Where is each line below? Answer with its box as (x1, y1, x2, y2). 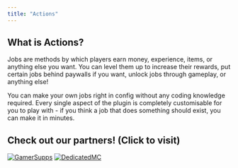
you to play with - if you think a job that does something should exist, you (7, 107, 221, 115)
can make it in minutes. (7, 114, 75, 122)
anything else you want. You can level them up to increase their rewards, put (7, 63, 231, 71)
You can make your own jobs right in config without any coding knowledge (7, 91, 225, 100)
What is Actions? (7, 37, 84, 49)
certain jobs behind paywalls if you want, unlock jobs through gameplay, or (7, 70, 227, 78)
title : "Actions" (7, 10, 59, 18)
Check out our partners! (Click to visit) (7, 134, 181, 146)
